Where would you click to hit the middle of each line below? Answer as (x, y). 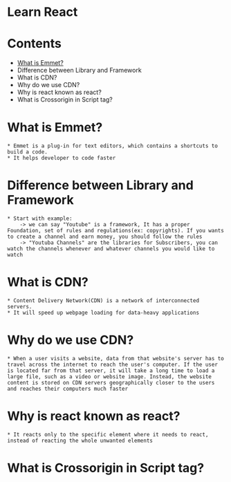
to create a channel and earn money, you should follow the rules (105, 237)
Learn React (43, 12)
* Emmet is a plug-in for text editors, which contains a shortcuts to (112, 146)
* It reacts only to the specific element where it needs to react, (108, 434)
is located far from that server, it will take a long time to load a (111, 371)
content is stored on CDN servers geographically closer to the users (111, 382)
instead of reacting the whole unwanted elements (80, 441)
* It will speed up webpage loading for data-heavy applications (103, 313)
